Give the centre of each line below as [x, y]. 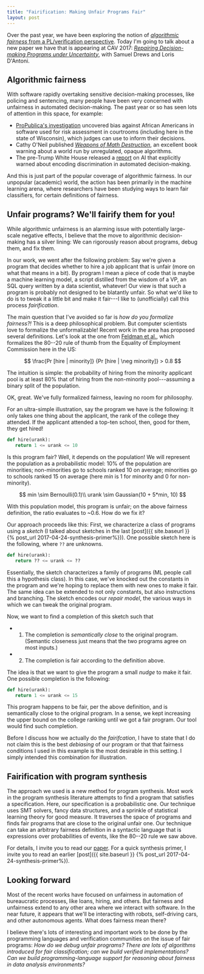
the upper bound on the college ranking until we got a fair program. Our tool [102, 720]
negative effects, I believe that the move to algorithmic [90, 236]
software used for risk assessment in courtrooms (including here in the [104, 132]
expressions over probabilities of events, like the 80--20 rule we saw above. [102, 836]
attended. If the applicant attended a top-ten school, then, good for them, [99, 422]
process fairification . [33, 305]
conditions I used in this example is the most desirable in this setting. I [94, 751]
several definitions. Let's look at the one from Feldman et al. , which [91, 336]
